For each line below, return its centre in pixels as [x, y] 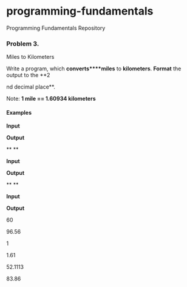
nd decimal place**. [31, 87]
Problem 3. [23, 44]
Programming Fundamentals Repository [56, 28]
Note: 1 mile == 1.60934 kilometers [51, 99]
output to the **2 [28, 75]
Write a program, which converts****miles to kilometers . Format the [94, 69]
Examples [19, 112]
